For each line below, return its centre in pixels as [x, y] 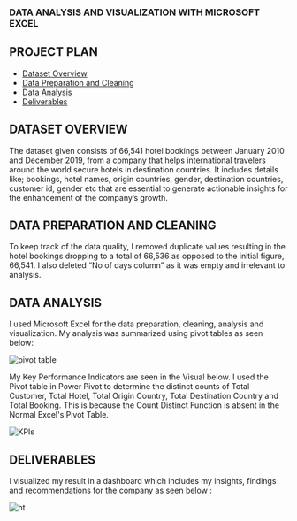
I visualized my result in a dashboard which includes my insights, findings [143, 480]
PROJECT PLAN [54, 52]
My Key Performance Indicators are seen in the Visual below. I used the [139, 377]
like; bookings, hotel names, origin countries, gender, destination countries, [146, 179]
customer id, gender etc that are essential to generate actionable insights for [148, 188]
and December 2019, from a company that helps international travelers [138, 160]
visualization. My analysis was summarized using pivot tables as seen [136, 333]
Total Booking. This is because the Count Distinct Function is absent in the [145, 405]
